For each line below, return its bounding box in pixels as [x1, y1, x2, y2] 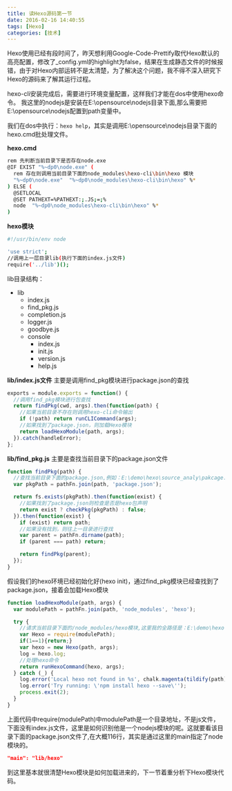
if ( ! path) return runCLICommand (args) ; [19, 416, 137, 422]
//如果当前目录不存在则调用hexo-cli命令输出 [19, 409, 133, 416]
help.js [37, 362, 57, 370]
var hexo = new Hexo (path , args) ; [19, 644, 119, 651]
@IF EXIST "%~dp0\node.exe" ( [7, 164, 95, 171]
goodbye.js [27, 325, 60, 333]
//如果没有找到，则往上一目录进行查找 [19, 525, 114, 532]
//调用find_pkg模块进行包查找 [13, 396, 91, 403]
